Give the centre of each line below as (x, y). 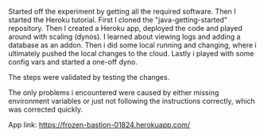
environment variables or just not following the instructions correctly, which (132, 101)
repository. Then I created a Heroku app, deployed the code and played (125, 28)
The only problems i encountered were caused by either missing (114, 93)
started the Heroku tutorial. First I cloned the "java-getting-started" (118, 20)
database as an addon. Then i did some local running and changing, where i (132, 45)
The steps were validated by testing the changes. (89, 77)
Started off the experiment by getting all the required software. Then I (122, 11)
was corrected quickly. (46, 109)
